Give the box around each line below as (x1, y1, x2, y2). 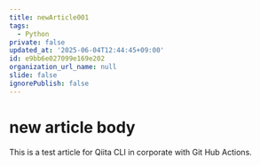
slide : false (9, 71, 58, 80)
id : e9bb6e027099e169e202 (9, 54, 105, 63)
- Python (17, 29, 50, 38)
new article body (9, 117, 136, 138)
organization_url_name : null (9, 63, 117, 72)
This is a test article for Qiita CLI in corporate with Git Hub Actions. (9, 146, 253, 157)
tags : (9, 21, 29, 30)
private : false (9, 37, 66, 47)
